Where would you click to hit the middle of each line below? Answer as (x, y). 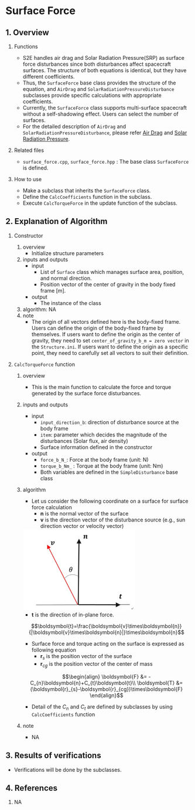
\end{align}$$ (107, 695)
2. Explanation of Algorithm (57, 221)
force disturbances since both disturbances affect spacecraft (97, 64)
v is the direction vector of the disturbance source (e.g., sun (113, 520)
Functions (26, 46)
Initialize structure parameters (67, 253)
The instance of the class (71, 303)
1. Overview (27, 33)
